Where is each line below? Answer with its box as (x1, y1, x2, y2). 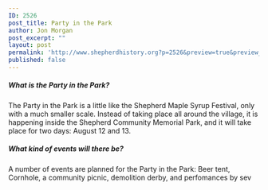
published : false (8, 56, 66, 64)
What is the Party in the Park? (8, 80, 110, 90)
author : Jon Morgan (8, 26, 73, 34)
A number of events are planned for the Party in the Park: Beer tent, (8, 164, 231, 173)
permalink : (8, 48, 45, 56)
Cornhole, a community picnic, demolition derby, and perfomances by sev (8, 173, 252, 182)
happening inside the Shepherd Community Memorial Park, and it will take (8, 117, 252, 127)
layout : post (8, 41, 52, 49)
